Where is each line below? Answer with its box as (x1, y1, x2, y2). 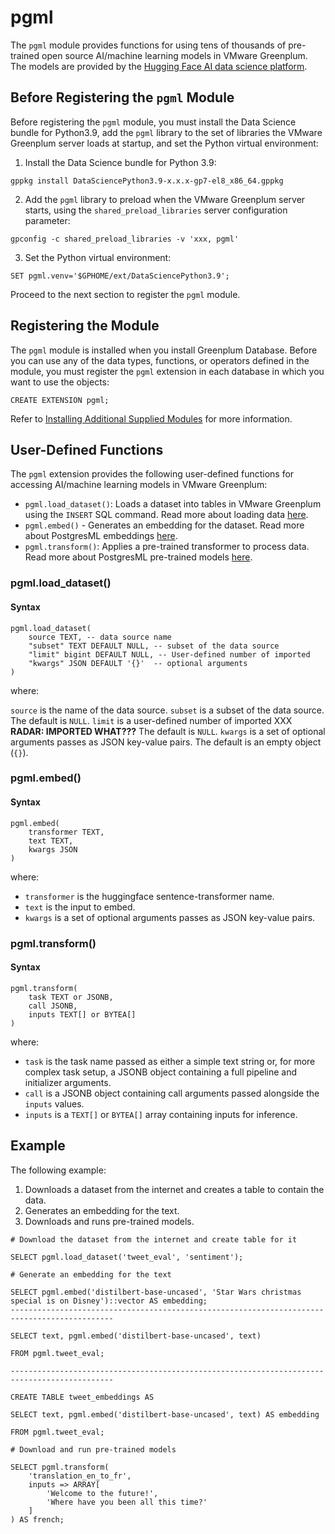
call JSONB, (28, 1001, 78, 1011)
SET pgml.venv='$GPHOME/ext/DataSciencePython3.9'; (10, 271, 230, 281)
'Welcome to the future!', (46, 1488, 159, 1498)
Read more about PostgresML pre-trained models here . (24, 551, 253, 563)
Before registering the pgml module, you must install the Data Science (10, 116, 297, 128)
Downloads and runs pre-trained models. (24, 1215, 195, 1227)
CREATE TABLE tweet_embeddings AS (10, 1392, 155, 1402)
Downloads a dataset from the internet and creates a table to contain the (24, 1183, 325, 1195)
